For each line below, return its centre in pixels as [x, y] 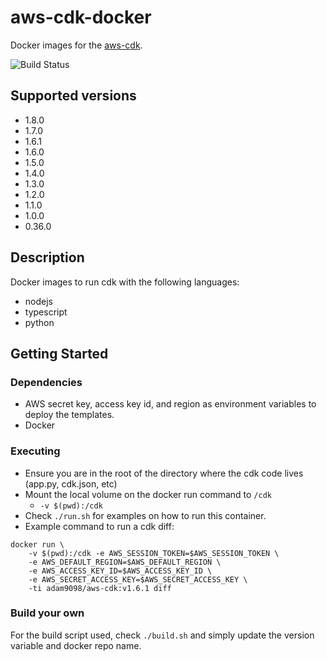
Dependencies [46, 382]
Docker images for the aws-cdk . [76, 45]
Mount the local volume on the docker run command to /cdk [148, 494]
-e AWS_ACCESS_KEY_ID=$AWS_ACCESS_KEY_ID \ [120, 571]
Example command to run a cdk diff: [99, 526]
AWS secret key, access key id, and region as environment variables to [170, 404]
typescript [46, 312]
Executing [35, 451]
